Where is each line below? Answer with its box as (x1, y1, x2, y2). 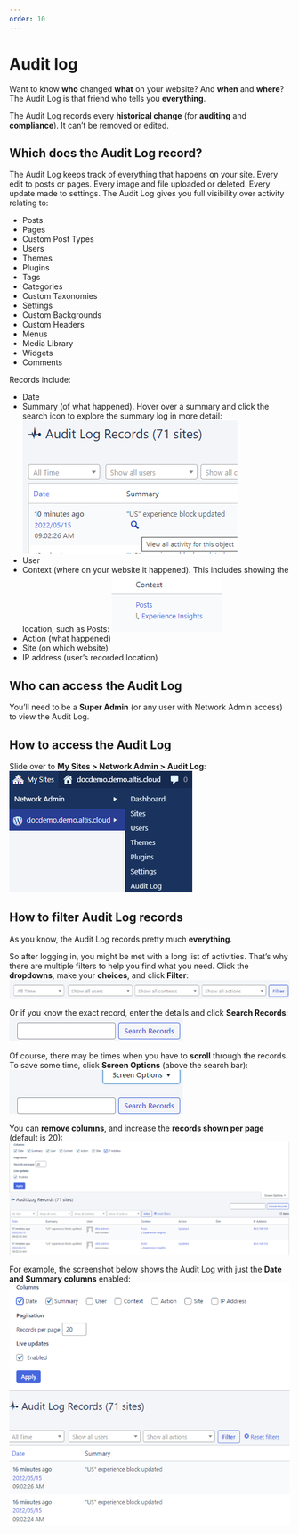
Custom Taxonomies (21, 291, 98, 302)
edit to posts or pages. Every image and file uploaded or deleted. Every (9, 178, 271, 189)
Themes (21, 253, 53, 263)
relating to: (9, 197, 49, 209)
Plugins (21, 262, 51, 273)
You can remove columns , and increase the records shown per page (9, 1123, 264, 1133)
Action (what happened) (21, 634, 111, 644)
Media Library (21, 338, 74, 349)
